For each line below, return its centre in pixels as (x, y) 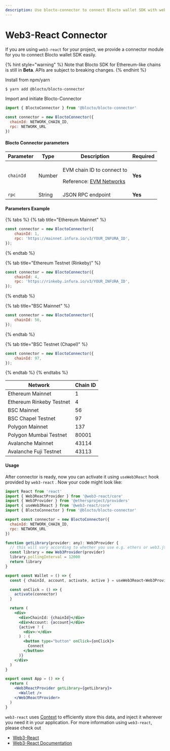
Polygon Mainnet (28, 427)
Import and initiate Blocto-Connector (44, 99)
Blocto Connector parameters (37, 143)
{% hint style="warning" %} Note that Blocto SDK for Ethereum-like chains (83, 65)
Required (143, 157)
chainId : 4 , (27, 277)
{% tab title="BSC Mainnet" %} (38, 306)
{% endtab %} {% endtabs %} (37, 373)
